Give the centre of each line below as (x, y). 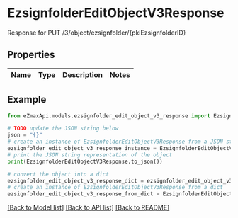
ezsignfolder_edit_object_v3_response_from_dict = (84, 194)
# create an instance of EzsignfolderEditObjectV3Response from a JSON (115, 142)
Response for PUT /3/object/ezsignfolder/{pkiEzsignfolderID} (97, 33)
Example (27, 99)
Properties (31, 55)
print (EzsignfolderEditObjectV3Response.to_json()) (85, 161)
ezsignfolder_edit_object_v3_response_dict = (75, 181)
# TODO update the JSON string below (63, 129)
